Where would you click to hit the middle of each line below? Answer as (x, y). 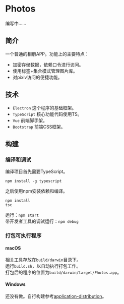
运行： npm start (22, 215)
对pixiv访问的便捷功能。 (37, 77)
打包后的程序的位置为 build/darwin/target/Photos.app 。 (64, 272)
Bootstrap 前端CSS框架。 (39, 127)
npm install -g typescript (34, 181)
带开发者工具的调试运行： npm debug (42, 221)
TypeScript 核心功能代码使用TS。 (47, 114)
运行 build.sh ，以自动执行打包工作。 (43, 266)
